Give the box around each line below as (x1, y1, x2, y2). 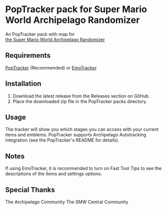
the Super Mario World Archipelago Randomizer (5, 37, 105, 43)
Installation (5, 80, 41, 88)
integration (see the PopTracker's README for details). (5, 137, 119, 143)
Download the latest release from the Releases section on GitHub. (12, 93, 150, 99)
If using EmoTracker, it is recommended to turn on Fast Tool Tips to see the (5, 165, 162, 171)
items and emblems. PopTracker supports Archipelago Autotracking (5, 132, 147, 138)
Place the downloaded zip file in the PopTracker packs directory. (12, 98, 147, 104)
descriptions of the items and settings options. (5, 171, 102, 177)
